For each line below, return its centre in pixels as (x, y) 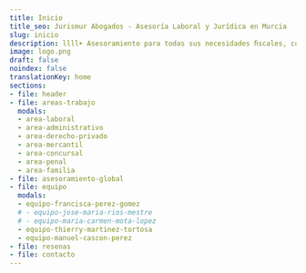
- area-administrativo (61, 128)
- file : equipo (38, 187)
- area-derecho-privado (62, 136)
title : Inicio (36, 18)
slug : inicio (34, 35)
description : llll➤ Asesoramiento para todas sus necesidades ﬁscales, (148, 43)
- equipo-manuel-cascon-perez (75, 238)
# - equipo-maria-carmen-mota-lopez (87, 221)
